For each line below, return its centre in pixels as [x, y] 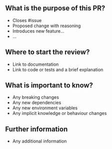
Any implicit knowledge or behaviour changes [59, 113]
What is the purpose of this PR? [55, 8]
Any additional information [39, 141]
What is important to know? [49, 86]
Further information [36, 129]
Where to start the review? [47, 52]
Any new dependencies [37, 103]
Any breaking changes [35, 97]
